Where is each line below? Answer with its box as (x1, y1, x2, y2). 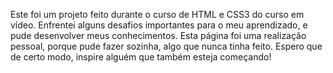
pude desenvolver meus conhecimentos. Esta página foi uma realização (10, 30, 307, 41)
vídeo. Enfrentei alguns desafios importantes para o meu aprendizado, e (10, 19, 308, 31)
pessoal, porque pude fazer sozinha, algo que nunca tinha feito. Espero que (10, 40, 323, 52)
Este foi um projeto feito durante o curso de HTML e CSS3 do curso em (10, 9, 305, 20)
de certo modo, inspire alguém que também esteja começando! (10, 51, 272, 63)
